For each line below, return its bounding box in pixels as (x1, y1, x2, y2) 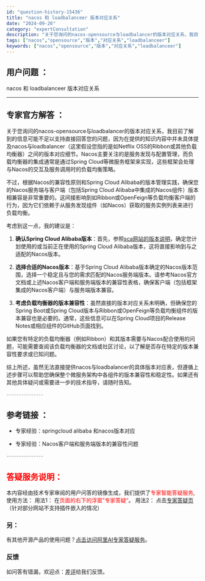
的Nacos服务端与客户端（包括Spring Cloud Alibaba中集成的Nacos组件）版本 (6, 186, 199, 193)
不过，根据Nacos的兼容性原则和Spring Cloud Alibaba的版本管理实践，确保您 (6, 178, 199, 186)
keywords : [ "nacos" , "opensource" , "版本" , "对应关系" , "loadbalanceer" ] (6, 43, 182, 49)
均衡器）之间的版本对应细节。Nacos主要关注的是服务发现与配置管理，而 (6, 150, 189, 158)
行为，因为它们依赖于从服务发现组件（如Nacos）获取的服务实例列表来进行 (6, 201, 194, 208)
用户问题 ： (6, 67, 49, 78)
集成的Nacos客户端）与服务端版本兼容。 (15, 286, 117, 293)
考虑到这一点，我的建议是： (6, 222, 76, 229)
